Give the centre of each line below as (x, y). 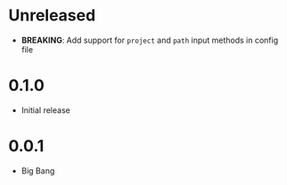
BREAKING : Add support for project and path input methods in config (150, 40)
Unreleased (52, 16)
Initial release (45, 110)
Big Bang (38, 171)
